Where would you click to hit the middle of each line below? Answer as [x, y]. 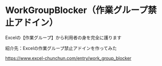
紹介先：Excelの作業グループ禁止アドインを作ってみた [61, 48]
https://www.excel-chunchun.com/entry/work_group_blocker [68, 58]
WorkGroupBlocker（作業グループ [76, 10]
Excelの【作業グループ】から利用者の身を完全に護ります [63, 37]
